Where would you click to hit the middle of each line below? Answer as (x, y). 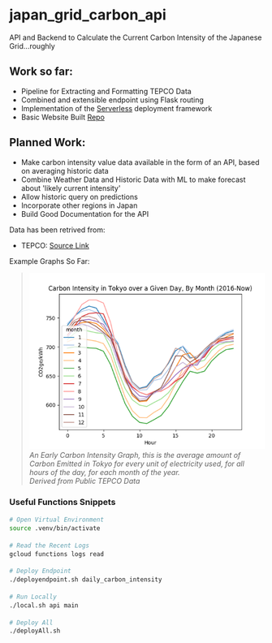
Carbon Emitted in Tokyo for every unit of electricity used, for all (136, 464)
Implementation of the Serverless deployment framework (117, 108)
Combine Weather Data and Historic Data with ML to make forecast (133, 179)
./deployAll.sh (35, 631)
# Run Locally (33, 597)
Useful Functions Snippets (63, 502)
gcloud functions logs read (57, 554)
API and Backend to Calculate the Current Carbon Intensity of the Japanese (136, 37)
